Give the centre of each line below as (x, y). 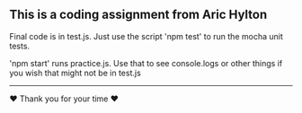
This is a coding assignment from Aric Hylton (138, 15)
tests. (19, 46)
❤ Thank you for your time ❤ (64, 99)
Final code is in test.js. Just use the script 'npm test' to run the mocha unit (146, 36)
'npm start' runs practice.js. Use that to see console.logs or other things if (146, 63)
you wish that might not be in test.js (75, 73)
